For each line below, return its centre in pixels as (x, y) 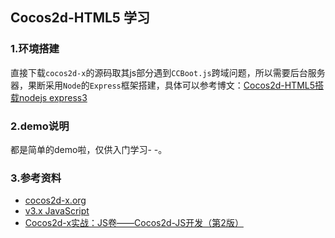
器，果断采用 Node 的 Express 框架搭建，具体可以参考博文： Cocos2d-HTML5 (163, 85)
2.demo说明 (40, 126)
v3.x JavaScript (57, 211)
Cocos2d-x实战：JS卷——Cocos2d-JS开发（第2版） (134, 223)
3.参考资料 (36, 178)
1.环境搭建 (35, 49)
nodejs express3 (53, 97)
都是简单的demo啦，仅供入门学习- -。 (89, 149)
